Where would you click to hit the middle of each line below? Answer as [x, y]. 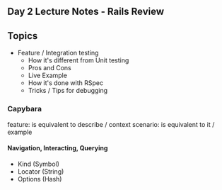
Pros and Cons [50, 68]
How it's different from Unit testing [78, 60]
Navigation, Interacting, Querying [58, 148]
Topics [23, 36]
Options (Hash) [40, 179]
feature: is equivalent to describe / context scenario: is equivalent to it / [111, 124]
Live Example [47, 76]
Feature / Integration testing [58, 53]
